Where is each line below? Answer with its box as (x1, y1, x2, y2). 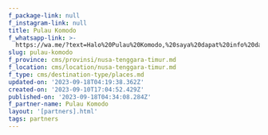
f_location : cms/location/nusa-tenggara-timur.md (8, 64, 177, 71)
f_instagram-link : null (8, 19, 88, 27)
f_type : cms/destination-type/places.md (8, 71, 145, 79)
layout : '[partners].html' (8, 108, 98, 116)
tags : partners (8, 115, 59, 123)
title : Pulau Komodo (8, 26, 77, 34)
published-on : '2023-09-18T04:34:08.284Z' (8, 93, 152, 101)
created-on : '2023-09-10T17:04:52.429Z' (8, 85, 145, 94)
